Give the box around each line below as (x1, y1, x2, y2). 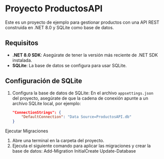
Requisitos (5, 39, 38, 47)
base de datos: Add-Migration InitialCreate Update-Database (12, 148, 136, 154)
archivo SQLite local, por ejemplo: (12, 100, 81, 106)
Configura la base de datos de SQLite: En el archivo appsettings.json (12, 90, 154, 96)
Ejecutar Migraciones (5, 128, 48, 134)
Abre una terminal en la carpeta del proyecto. (12, 138, 104, 144)
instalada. (12, 57, 33, 63)
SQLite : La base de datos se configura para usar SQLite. (12, 62, 127, 68)
